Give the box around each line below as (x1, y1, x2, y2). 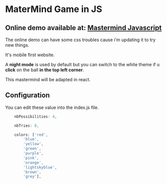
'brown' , (23, 169, 42, 174)
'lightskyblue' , (23, 164, 57, 170)
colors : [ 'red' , (14, 132, 49, 137)
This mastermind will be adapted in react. (5, 77, 91, 82)
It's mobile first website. (5, 52, 55, 58)
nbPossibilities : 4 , (14, 114, 57, 119)
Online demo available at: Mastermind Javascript (5, 24, 162, 32)
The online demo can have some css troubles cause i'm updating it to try (5, 37, 156, 43)
